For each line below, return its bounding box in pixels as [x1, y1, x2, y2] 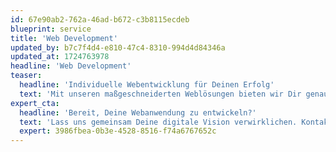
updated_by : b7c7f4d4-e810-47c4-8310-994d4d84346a [10, 42, 226, 53]
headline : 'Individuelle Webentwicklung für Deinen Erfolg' [19, 80, 275, 90]
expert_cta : [10, 98, 60, 108]
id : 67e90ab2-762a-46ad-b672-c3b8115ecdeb [10, 14, 190, 25]
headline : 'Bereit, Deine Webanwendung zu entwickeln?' [19, 107, 257, 118]
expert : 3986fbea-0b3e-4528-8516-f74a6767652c [19, 126, 217, 136]
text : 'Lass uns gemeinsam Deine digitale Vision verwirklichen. [19, 117, 298, 127]
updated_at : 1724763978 [10, 52, 110, 62]
